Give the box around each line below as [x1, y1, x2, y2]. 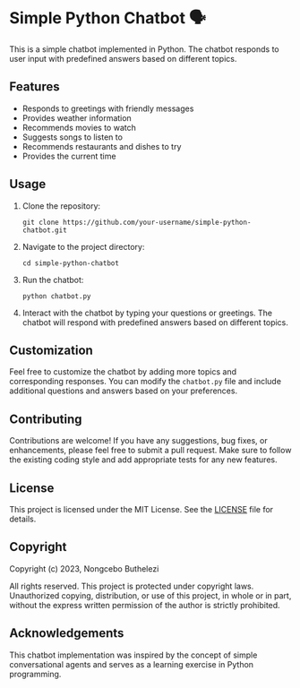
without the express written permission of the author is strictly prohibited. [9, 599, 280, 610]
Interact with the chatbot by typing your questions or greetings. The [21, 307, 273, 318]
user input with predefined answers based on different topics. [9, 53, 237, 64]
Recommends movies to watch [21, 122, 136, 133]
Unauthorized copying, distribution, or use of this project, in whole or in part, [9, 589, 292, 601]
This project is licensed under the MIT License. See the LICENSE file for [9, 504, 274, 514]
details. [9, 513, 37, 524]
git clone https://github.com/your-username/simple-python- [21, 218, 252, 227]
